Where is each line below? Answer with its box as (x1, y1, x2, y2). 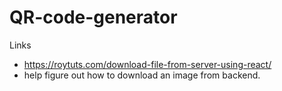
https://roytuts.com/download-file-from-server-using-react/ (23, 58, 272, 70)
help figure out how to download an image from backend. (23, 69, 261, 81)
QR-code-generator (9, 6, 178, 29)
